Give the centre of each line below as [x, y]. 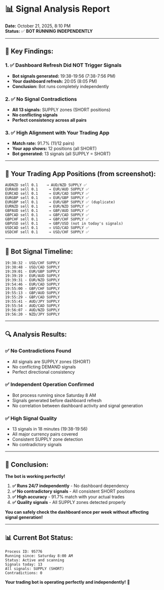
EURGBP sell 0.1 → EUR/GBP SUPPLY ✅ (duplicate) [60, 202]
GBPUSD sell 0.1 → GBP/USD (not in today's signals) [64, 224]
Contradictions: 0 [24, 573]
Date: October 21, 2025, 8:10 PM [38, 26]
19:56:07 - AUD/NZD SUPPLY [32, 310]
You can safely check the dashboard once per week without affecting [77, 512]
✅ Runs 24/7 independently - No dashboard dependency [70, 486]
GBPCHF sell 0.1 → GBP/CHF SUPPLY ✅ [47, 219]
